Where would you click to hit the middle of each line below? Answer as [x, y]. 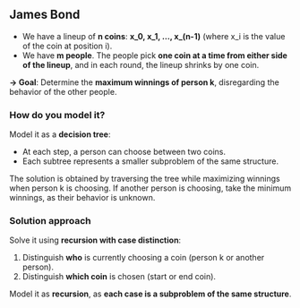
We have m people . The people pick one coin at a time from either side [155, 55]
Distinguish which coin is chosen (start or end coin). [119, 277]
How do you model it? [57, 115]
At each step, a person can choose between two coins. [124, 152]
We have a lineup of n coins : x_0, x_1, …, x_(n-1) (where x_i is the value [154, 36]
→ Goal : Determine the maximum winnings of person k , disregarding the [144, 82]
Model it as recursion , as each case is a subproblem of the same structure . [150, 294]
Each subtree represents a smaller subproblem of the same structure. [150, 161]
